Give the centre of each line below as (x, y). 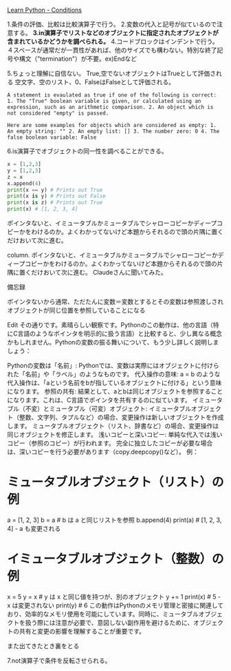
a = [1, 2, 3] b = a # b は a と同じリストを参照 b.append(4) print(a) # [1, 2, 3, (114, 520)
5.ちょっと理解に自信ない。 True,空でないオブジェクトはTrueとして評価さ (112, 73)
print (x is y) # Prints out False (57, 196)
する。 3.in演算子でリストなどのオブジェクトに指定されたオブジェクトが (115, 33)
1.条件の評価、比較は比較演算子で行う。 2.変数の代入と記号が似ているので (112, 24)
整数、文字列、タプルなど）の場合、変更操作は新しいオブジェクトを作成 (121, 417)
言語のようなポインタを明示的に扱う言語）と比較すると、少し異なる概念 (120, 333)
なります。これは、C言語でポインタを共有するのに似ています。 (102, 400)
